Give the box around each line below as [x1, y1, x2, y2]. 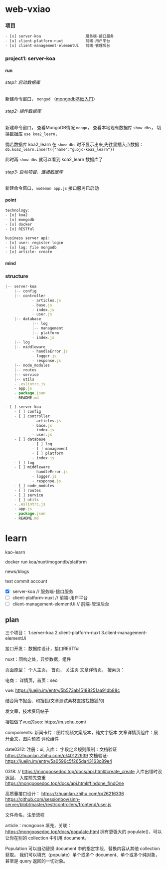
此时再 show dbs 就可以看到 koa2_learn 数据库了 [5, 156, 103, 163]
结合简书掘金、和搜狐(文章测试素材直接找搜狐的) [5, 697, 105, 703]
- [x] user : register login [5, 240, 64, 245]
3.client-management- [101, 629, 148, 635]
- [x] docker [5, 222, 32, 227]
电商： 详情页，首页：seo [5, 677, 58, 683]
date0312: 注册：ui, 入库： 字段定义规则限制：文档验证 [5, 746, 117, 752]
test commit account [5, 578, 47, 584]
